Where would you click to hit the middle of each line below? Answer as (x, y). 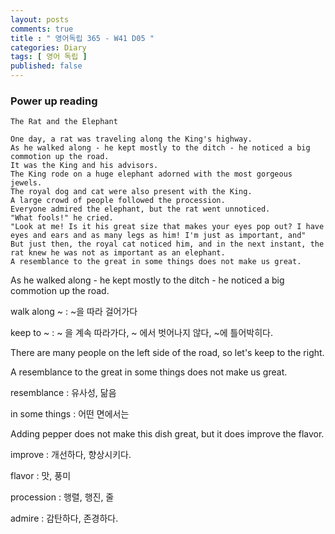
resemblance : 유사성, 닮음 (63, 393)
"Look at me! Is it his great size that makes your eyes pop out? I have (167, 227)
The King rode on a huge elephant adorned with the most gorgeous (151, 174)
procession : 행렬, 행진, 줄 (62, 497)
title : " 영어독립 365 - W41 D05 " (82, 38)
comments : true (42, 29)
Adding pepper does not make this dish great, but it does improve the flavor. (167, 434)
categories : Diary (48, 47)
